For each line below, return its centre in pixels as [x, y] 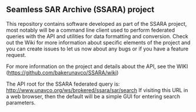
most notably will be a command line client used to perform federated [91, 30]
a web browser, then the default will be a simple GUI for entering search [93, 96]
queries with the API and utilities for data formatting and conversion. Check [97, 36]
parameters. [21, 103]
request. [16, 55]
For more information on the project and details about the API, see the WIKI [97, 66]
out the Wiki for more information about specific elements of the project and [98, 42]
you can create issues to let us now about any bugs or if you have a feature [97, 49]
